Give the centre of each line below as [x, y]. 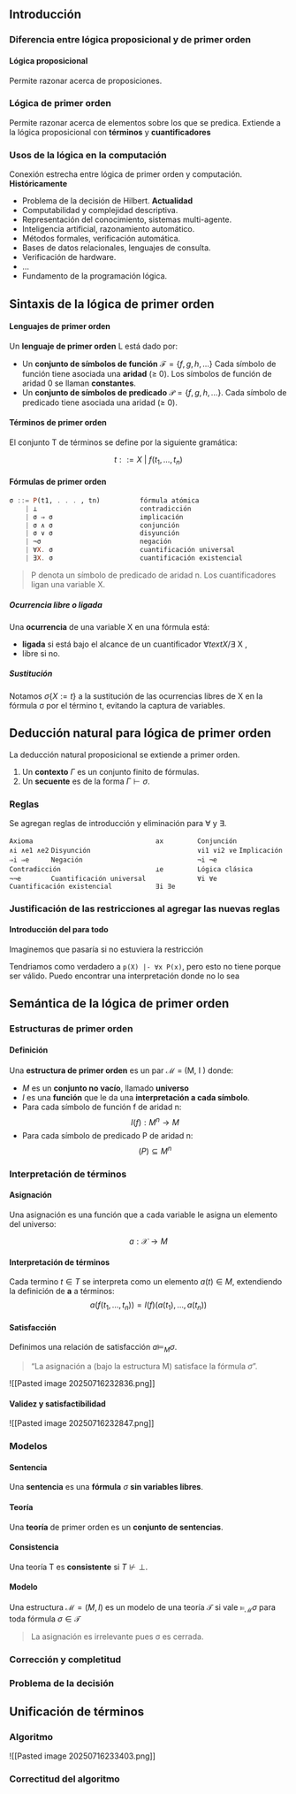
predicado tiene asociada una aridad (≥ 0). [100, 402]
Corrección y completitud [65, 1660]
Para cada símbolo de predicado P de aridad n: [107, 1136]
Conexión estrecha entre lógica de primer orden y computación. [126, 174]
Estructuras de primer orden [71, 1029]
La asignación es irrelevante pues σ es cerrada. [117, 1637]
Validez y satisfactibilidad [57, 1403]
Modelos [28, 1446]
